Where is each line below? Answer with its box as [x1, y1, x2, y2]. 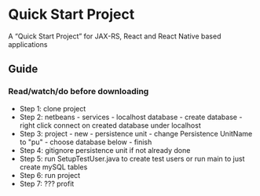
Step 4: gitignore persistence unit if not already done [19, 145, 191, 154]
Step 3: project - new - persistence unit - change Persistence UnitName [19, 129, 253, 138]
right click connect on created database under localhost [19, 120, 202, 130]
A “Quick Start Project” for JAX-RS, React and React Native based [8, 31, 222, 41]
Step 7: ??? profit [19, 179, 75, 188]
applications [8, 39, 48, 49]
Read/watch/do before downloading [8, 86, 149, 97]
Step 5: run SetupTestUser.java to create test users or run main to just [19, 154, 245, 163]
